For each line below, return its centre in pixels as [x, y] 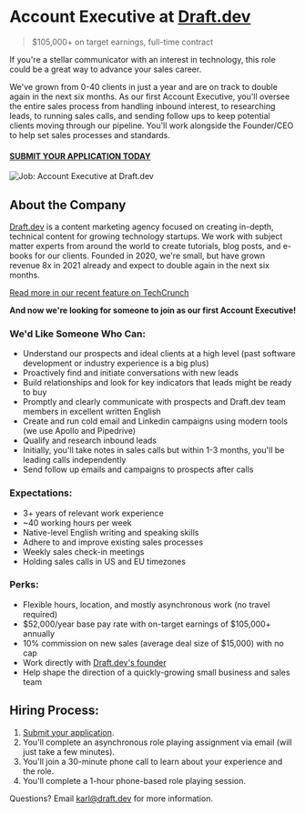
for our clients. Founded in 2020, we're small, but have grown [150, 256]
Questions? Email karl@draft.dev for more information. [112, 798]
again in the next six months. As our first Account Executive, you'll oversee [150, 96]
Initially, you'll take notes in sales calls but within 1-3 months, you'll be [153, 450]
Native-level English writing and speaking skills [111, 532]
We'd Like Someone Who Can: [77, 334]
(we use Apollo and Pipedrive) [79, 431]
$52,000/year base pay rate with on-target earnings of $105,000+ [147, 624]
